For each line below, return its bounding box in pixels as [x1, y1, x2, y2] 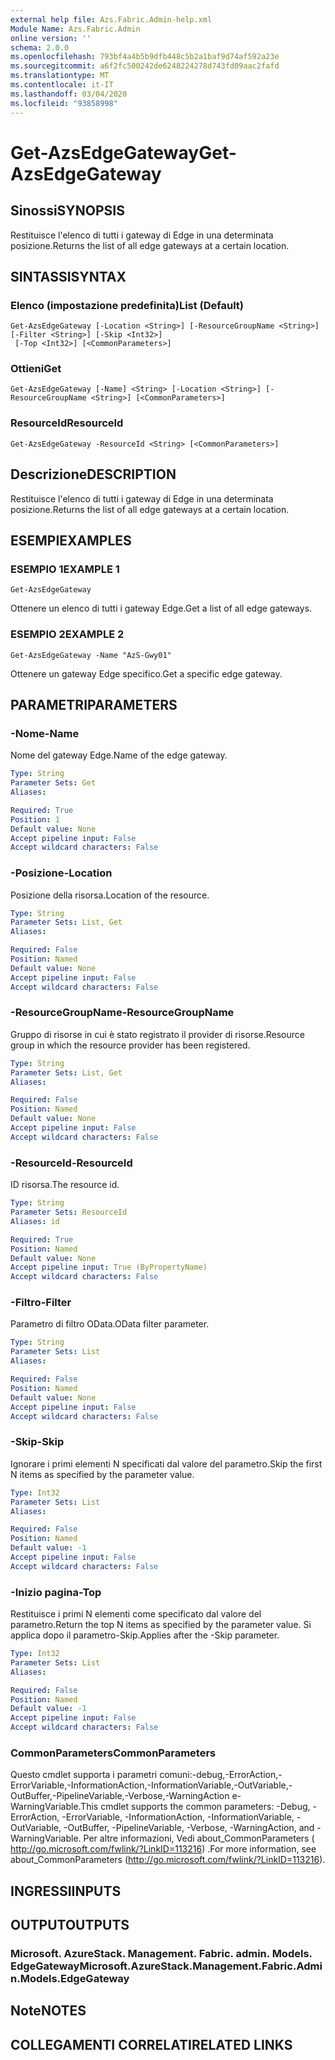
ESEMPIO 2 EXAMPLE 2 [10, 627, 125, 641]
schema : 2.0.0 [10, 42, 70, 53]
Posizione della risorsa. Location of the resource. [10, 889, 210, 901]
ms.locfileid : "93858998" [10, 98, 118, 108]
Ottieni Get [10, 362, 62, 376]
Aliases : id [10, 1216, 60, 1226]
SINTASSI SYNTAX [10, 268, 127, 285]
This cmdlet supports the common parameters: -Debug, [80, 1801, 311, 1813]
